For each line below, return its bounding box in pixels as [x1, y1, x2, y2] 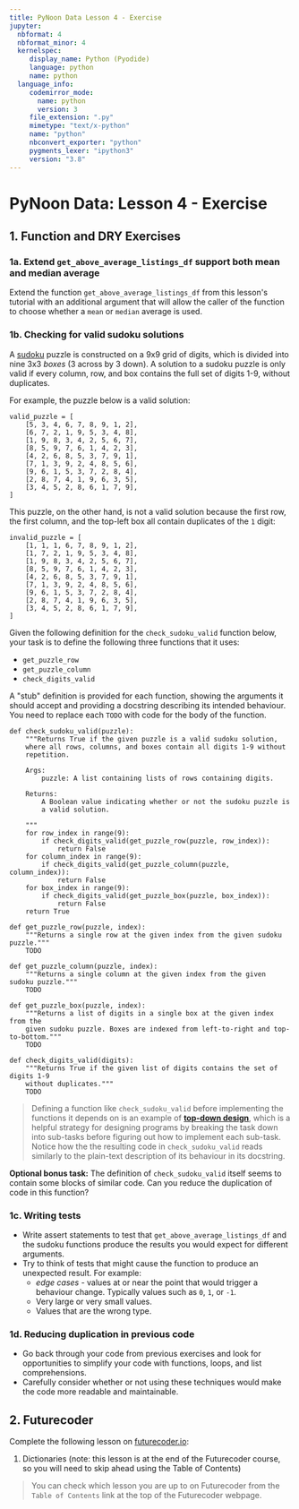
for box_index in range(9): [25, 883, 130, 892]
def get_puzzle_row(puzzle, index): [9, 922, 146, 931]
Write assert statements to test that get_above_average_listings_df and [21, 1229, 287, 1240]
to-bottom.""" [9, 1032, 63, 1042]
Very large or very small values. [35, 1296, 152, 1307]
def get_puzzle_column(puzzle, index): [9, 962, 158, 971]
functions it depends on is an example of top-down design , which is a [30, 1112, 291, 1123]
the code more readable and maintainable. [21, 1386, 179, 1397]
